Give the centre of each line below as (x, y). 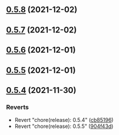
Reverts (18, 107)
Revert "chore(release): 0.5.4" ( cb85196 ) (64, 120)
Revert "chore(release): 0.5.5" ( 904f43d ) (64, 126)
